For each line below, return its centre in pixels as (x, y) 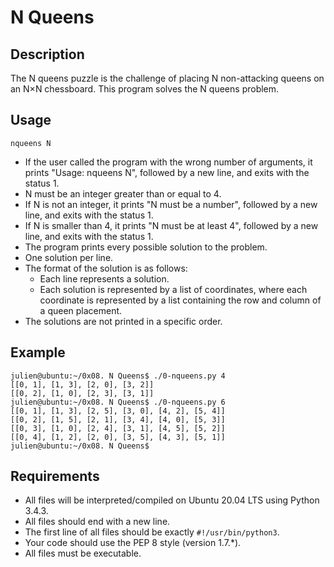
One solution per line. (69, 257)
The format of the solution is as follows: (106, 268)
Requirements (55, 476)
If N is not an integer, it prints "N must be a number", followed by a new (171, 204)
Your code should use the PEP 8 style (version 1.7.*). (133, 543)
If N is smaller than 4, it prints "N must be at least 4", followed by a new (171, 225)
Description (47, 54)
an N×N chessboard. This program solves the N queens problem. (145, 89)
